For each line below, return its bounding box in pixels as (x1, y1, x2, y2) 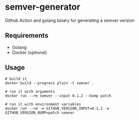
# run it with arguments (5, 89, 55, 94)
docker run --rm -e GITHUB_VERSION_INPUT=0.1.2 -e (5, 106, 109, 111)
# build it (5, 76, 27, 81)
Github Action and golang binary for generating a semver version (5, 17, 135, 23)
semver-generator (5, 1, 81, 13)
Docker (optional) (12, 49, 47, 55)
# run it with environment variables (5, 102, 81, 106)
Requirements (5, 31, 48, 40)
